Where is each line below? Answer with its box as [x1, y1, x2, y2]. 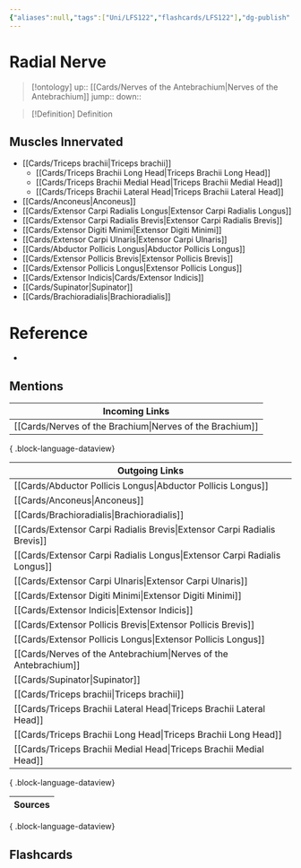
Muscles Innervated [9, 134, 124, 149]
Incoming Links [102, 405, 170, 418]
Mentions [9, 378, 64, 394]
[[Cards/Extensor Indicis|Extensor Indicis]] [13, 604, 194, 617]
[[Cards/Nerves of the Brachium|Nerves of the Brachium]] [13, 421, 259, 433]
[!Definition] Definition [30, 108, 114, 119]
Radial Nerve [9, 51, 107, 72]
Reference [9, 323, 88, 343]
